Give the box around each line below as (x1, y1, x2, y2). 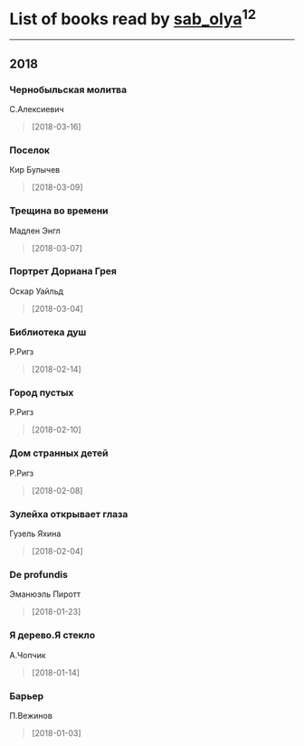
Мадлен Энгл (9, 225, 61, 236)
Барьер (9, 689, 44, 702)
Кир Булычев (9, 165, 61, 175)
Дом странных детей (9, 447, 109, 459)
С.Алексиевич (9, 103, 65, 114)
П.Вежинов (9, 710, 52, 721)
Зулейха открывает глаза (9, 507, 128, 520)
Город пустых (9, 386, 74, 399)
